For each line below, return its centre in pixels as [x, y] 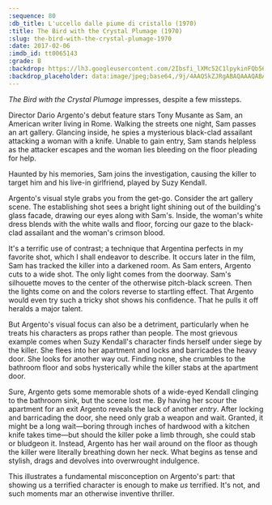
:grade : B [25, 62]
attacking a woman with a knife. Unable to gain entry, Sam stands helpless [132, 141]
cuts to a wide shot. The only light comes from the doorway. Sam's [120, 274]
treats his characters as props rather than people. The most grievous [123, 332]
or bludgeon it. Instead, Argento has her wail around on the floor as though [133, 443]
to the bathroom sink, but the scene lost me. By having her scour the [123, 400]
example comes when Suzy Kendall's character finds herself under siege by [135, 341]
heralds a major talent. [46, 308]
